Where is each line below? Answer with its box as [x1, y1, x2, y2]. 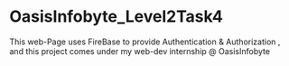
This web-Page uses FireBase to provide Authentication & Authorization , [9, 36, 281, 47]
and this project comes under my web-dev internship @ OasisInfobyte [9, 45, 271, 56]
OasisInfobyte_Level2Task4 [9, 6, 223, 27]
